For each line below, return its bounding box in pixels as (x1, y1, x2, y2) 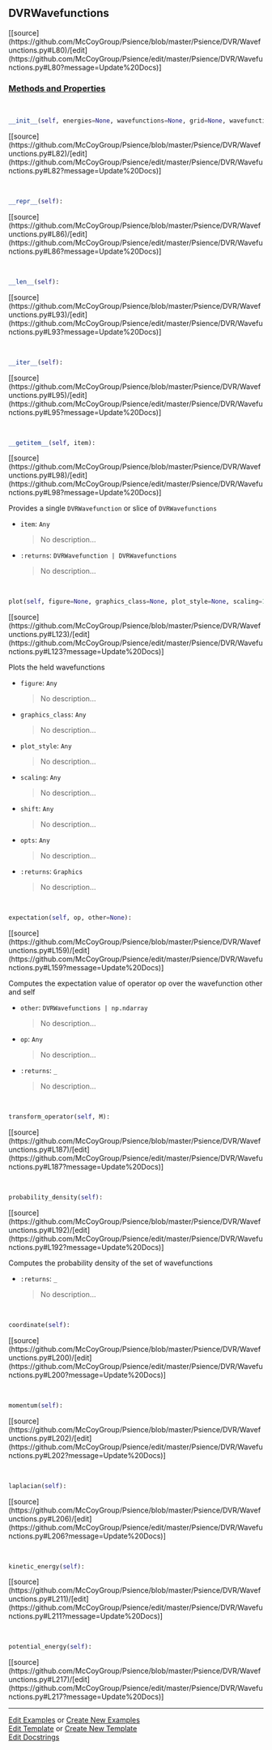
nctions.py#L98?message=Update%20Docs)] (8, 488, 162, 498)
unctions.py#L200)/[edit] (8, 1353, 92, 1363)
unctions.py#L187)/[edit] (8, 1145, 91, 1154)
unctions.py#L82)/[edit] (8, 148, 87, 158)
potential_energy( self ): (8, 1643, 92, 1651)
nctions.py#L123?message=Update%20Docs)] (8, 647, 164, 657)
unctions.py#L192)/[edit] (8, 1225, 91, 1234)
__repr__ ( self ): (8, 197, 63, 205)
